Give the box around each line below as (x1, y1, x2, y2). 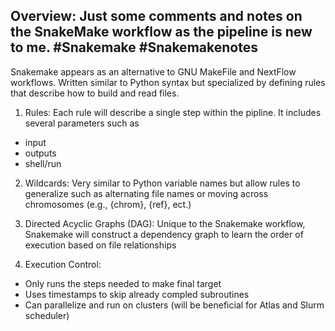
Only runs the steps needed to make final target (24, 277, 222, 289)
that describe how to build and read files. (10, 87, 180, 99)
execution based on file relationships (24, 239, 177, 251)
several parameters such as (24, 117, 140, 129)
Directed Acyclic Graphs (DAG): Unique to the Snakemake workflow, (24, 217, 306, 229)
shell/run (24, 157, 62, 169)
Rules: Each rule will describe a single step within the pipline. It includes (24, 106, 322, 118)
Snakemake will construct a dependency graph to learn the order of (24, 228, 304, 240)
